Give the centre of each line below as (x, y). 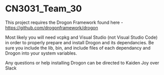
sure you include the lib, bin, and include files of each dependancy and (78, 48)
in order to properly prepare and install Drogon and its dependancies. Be (80, 42)
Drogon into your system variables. (41, 53)
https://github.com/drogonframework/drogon (52, 27)
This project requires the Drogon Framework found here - (64, 22)
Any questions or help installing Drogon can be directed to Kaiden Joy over (82, 63)
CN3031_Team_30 (44, 9)
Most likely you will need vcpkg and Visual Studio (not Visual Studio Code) (82, 37)
